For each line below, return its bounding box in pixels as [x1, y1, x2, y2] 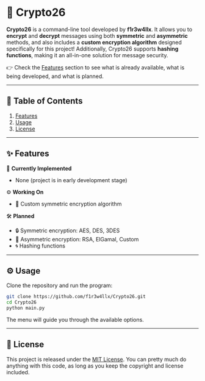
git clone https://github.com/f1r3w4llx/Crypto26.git [6, 294, 146, 300]
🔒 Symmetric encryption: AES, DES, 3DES [15, 227, 120, 234]
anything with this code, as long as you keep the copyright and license [6, 362, 184, 369]
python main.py [6, 305, 45, 312]
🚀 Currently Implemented [6, 165, 72, 172]
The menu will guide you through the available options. [6, 316, 145, 323]
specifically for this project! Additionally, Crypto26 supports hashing [6, 45, 179, 52]
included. [6, 368, 30, 376]
